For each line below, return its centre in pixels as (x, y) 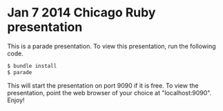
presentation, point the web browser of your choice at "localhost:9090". (109, 92)
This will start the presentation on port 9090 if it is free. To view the (103, 85)
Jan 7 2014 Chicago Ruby (81, 13)
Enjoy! (16, 100)
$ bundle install (32, 66)
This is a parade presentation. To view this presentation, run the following (111, 46)
